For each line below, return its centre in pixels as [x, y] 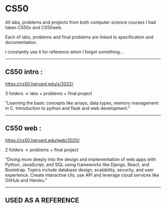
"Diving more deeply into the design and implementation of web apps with [81, 159]
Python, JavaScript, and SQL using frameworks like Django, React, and [77, 164]
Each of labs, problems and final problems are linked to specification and [79, 37]
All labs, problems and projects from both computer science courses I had [81, 22]
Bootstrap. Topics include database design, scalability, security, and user [80, 170]
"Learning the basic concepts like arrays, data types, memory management [82, 103]
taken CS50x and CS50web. [34, 27]
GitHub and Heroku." [26, 180]
